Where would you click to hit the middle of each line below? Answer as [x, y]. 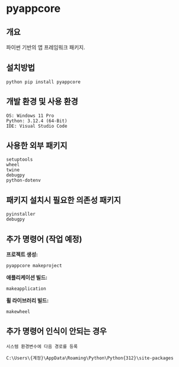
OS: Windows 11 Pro [30, 116]
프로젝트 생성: [22, 255]
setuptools [20, 160]
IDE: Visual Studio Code [37, 126]
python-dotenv [24, 181]
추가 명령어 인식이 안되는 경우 [57, 331]
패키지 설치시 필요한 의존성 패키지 [64, 200]
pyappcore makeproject [34, 266]
